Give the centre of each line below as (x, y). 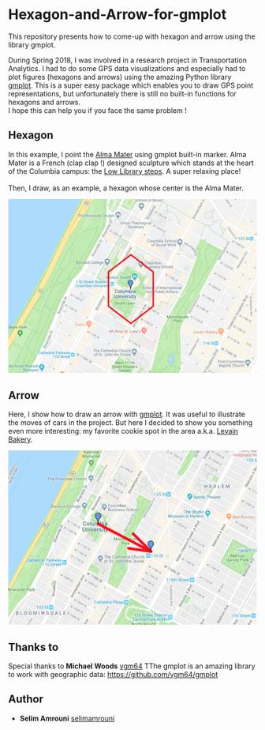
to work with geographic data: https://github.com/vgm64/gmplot (113, 675)
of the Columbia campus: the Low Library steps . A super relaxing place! (125, 171)
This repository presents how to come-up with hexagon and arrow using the (132, 36)
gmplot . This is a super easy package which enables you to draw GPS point (131, 85)
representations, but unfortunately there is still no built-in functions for (122, 93)
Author (26, 700)
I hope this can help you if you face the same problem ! (97, 110)
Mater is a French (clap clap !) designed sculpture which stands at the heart (131, 163)
